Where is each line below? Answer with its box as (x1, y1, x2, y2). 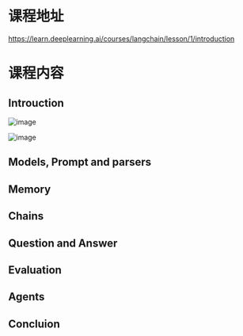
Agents (8, 290, 45, 304)
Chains (8, 209, 44, 223)
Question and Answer (8, 236, 118, 250)
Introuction (8, 96, 65, 109)
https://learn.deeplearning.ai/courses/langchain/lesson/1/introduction (8, 33, 235, 44)
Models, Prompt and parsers (8, 155, 152, 169)
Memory (8, 182, 51, 196)
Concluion (8, 317, 61, 330)
